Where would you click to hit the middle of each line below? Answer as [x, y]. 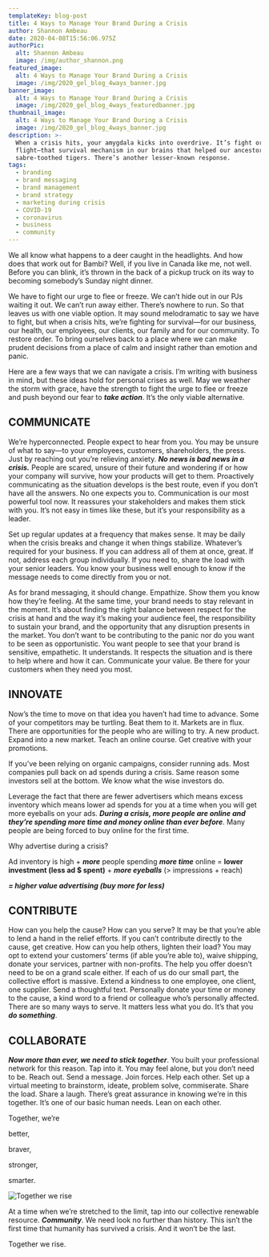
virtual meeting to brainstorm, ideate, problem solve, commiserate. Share [129, 1086]
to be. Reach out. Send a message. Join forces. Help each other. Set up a [129, 1077]
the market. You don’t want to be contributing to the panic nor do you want [131, 635]
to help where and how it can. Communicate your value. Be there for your [129, 660]
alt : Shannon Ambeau [50, 53]
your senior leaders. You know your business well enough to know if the [127, 568]
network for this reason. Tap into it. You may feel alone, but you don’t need [131, 1068]
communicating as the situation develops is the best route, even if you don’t [133, 484]
